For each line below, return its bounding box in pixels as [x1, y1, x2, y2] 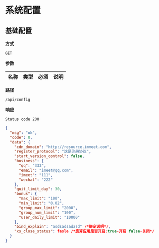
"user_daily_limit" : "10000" [18, 215, 80, 220]
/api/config [5, 97, 30, 102]
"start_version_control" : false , [14, 154, 85, 159]
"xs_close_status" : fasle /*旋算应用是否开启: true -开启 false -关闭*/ [14, 229, 155, 234]
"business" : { [14, 159, 44, 164]
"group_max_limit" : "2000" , [18, 205, 78, 210]
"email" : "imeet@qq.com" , [18, 168, 73, 173]
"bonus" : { [14, 191, 37, 196]
